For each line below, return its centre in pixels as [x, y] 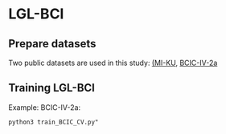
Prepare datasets [52, 44]
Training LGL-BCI [51, 88]
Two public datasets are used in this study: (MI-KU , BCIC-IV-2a [113, 63]
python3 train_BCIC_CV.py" [53, 122]
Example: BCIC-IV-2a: [45, 107]
